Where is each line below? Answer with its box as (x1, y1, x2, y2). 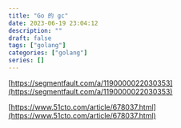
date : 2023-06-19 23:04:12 (8, 19, 99, 27)
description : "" (8, 26, 62, 34)
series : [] (8, 57, 45, 65)
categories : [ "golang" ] (8, 49, 88, 57)
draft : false (8, 34, 52, 42)
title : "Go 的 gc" (8, 11, 69, 20)
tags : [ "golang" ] (8, 42, 66, 50)
